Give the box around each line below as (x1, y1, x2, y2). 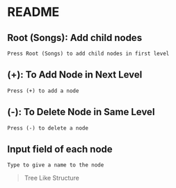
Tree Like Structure (24, 174, 80, 182)
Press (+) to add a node (7, 87, 79, 94)
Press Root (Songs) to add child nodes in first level (7, 50, 170, 57)
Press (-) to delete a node (7, 124, 89, 132)
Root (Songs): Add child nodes (7, 32, 143, 44)
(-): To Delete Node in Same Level (7, 106, 155, 118)
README (7, 4, 60, 20)
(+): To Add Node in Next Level (7, 69, 143, 80)
